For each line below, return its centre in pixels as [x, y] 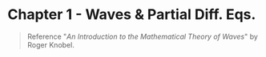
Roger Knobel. [51, 44]
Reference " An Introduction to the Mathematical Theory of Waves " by [142, 36]
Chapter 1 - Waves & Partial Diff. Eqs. [132, 15]
